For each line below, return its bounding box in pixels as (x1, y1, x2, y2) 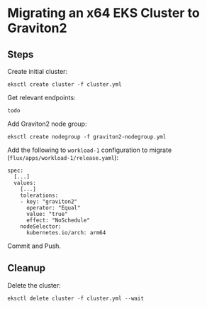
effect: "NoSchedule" (26, 217, 91, 224)
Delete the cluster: (7, 281, 62, 289)
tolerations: (20, 192, 59, 199)
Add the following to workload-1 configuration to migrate (7, 146, 172, 154)
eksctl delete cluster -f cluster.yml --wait (7, 295, 144, 302)
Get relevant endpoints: (7, 94, 76, 102)
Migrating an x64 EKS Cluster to (7, 5, 200, 21)
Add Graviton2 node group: (7, 119, 87, 128)
